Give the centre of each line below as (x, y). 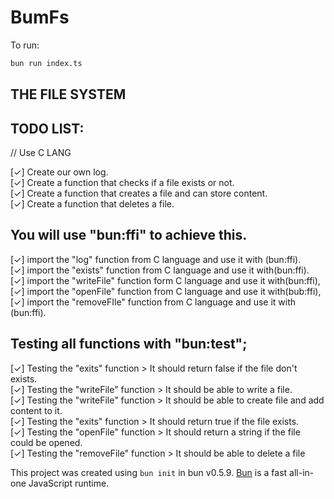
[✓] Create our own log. (59, 172)
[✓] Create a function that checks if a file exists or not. (122, 183)
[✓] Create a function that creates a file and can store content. (139, 193)
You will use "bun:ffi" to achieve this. (129, 235)
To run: (25, 45)
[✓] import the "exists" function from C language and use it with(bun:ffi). (160, 270)
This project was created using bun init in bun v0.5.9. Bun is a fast (149, 472)
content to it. (36, 410)
